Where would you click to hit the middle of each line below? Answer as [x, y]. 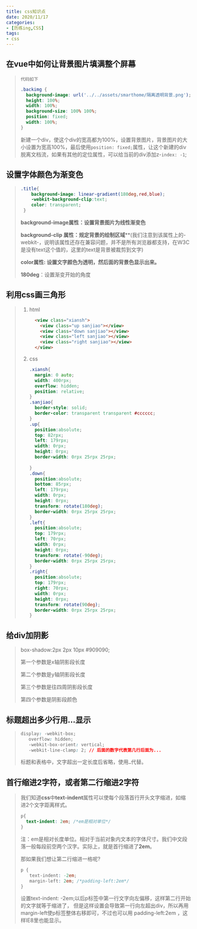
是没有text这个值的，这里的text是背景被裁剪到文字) [82, 250]
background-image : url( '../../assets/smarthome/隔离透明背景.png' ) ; [109, 95]
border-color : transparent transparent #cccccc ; [95, 413]
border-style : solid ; [61, 408]
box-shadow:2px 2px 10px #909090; [65, 650]
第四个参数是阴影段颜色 [49, 700]
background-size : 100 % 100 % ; [62, 111]
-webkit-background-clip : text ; [69, 200]
